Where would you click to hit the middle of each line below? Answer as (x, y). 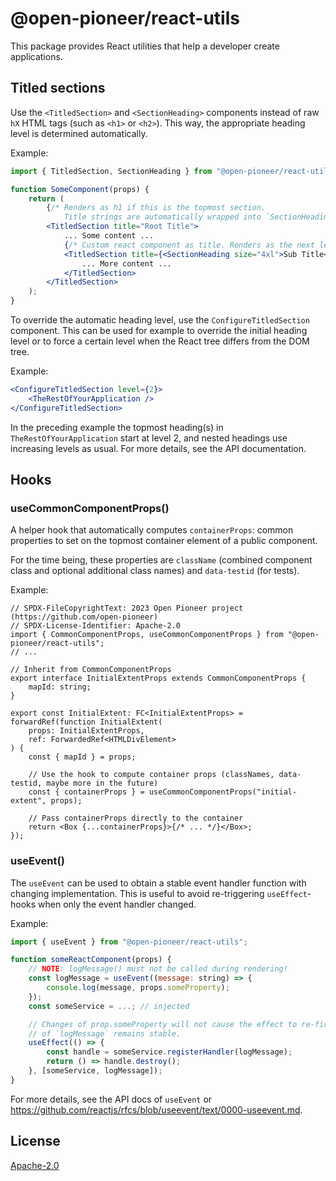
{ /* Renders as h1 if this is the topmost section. (156, 208)
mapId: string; (60, 687)
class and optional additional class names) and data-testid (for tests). (155, 571)
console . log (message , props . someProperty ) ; (138, 988)
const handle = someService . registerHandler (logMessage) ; (169, 1052)
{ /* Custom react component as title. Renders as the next (189, 245)
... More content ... (126, 263)
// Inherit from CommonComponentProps (91, 670)
